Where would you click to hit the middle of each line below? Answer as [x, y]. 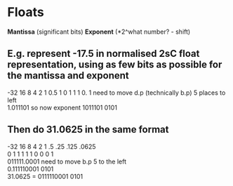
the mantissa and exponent [68, 75]
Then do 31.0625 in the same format [88, 129]
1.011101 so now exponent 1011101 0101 [62, 107]
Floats [26, 12]
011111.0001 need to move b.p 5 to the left [67, 161]
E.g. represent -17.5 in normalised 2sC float [104, 54]
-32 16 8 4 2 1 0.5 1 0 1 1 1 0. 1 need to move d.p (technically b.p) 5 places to [116, 93]
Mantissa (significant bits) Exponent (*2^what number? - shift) [99, 32]
